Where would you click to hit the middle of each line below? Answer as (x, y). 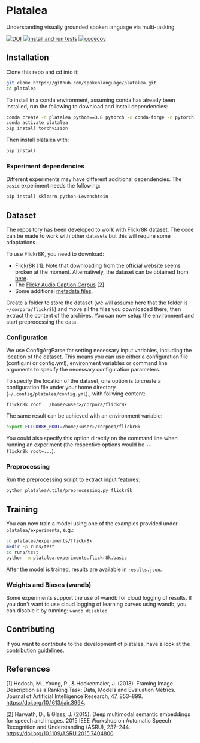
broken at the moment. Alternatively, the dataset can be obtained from (101, 272)
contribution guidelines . (35, 650)
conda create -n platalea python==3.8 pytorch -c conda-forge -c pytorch (100, 117)
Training (22, 509)
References (28, 669)
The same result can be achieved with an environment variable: (84, 416)
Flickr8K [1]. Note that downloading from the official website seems (98, 265)
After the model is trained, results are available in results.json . (84, 569)
